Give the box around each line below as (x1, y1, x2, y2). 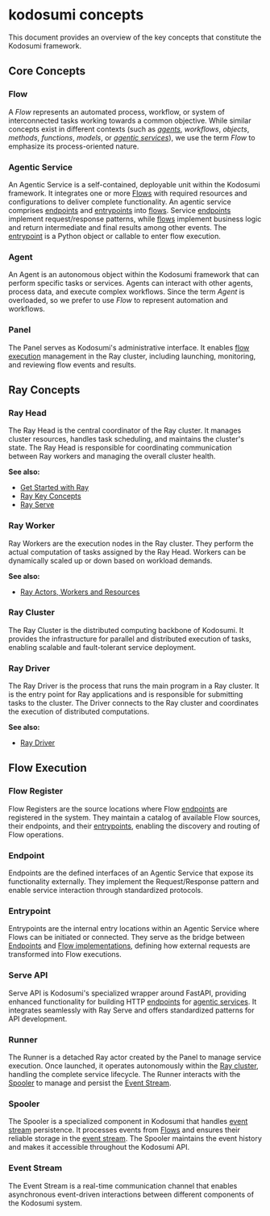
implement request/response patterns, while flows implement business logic (8, 214, 262, 224)
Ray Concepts (8, 383, 81, 396)
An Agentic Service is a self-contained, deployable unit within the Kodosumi (8, 179, 260, 189)
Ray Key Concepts (19, 491, 82, 501)
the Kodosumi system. (8, 1197, 82, 1208)
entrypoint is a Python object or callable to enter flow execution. (8, 231, 222, 241)
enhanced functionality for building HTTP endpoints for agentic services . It (8, 996, 257, 1006)
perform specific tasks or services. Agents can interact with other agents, (8, 279, 254, 288)
